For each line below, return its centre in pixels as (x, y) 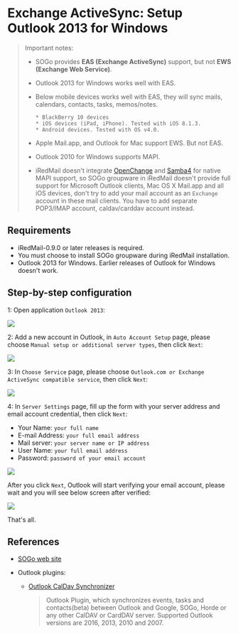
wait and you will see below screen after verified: (79, 493)
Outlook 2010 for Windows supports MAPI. (98, 156)
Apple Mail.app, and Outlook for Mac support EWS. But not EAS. (129, 143)
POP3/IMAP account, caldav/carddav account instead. (115, 208)
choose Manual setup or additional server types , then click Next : (106, 344)
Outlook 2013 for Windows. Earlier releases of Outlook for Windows (116, 263)
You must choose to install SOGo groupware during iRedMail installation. (123, 255)
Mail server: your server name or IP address (83, 443)
